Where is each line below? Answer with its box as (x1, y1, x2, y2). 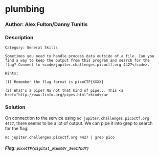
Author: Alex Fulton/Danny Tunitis (5, 21, 88, 28)
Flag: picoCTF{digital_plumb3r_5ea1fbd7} (5, 145, 89, 151)
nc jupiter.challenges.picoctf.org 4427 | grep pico (5, 135, 115, 140)
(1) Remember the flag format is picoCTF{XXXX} (5, 79, 104, 84)
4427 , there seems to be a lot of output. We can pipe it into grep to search (5, 120, 153, 126)
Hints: (5, 71, 19, 76)
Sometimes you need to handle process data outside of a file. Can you (5, 54, 154, 59)
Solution (5, 104, 26, 111)
